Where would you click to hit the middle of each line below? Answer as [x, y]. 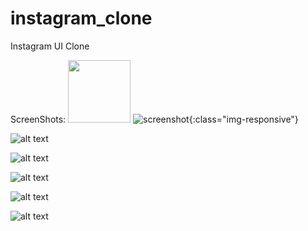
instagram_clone [81, 18]
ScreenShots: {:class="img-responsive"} [154, 119]
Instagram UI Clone [50, 46]
